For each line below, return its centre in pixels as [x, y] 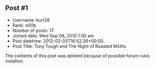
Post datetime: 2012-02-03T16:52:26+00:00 [58, 41]
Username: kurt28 [31, 20]
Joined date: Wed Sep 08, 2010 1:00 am [53, 35]
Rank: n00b [24, 25]
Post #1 [17, 8]
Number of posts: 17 [33, 30]
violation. [14, 61]
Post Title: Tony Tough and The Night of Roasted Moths [69, 46]
